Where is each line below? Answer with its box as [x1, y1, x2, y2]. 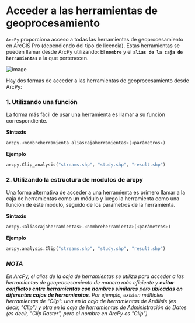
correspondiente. [6, 117, 48, 124]
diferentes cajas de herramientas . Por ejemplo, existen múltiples [6, 291, 164, 298]
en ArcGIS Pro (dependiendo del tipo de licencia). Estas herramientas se [6, 42, 180, 49]
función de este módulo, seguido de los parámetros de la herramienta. [6, 202, 176, 209]
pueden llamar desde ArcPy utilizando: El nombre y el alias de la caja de [6, 48, 183, 55]
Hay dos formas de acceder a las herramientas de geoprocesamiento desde [6, 77, 190, 84]
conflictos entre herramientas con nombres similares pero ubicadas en [6, 285, 183, 293]
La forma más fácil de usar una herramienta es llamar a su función [6, 111, 165, 118]
